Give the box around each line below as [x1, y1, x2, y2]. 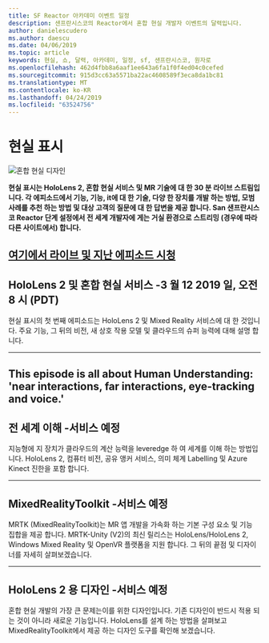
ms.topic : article [8, 49, 70, 57]
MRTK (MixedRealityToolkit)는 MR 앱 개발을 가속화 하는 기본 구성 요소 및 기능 [8, 520, 253, 529]
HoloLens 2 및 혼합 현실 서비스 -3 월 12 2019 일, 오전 [8, 278, 259, 292]
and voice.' [8, 392, 65, 405]
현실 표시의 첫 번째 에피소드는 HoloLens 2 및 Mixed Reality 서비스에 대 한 [8, 316, 239, 325]
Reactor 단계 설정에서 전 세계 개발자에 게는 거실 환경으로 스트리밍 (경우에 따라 [16, 213, 258, 222]
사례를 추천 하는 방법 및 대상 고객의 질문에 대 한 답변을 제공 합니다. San [8, 203, 226, 213]
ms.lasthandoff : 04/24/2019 [8, 94, 102, 102]
